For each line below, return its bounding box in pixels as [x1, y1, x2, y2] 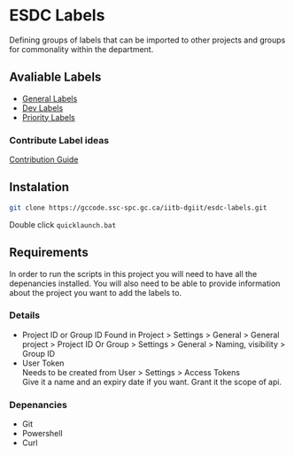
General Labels [21, 93, 78, 104]
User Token [21, 358, 65, 368]
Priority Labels [21, 112, 75, 122]
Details [9, 309, 41, 321]
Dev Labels [21, 103, 64, 113]
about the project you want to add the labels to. [9, 287, 182, 297]
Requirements [9, 245, 89, 260]
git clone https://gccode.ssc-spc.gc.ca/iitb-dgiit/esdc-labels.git [9, 203, 267, 212]
